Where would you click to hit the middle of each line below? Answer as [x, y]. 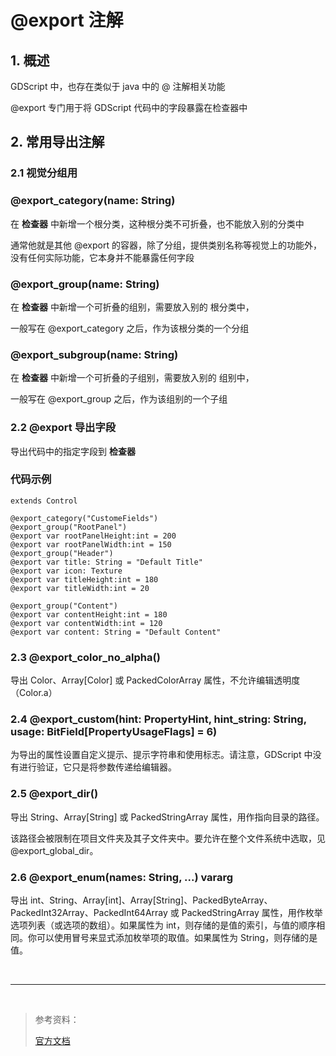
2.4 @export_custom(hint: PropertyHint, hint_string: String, [158, 719]
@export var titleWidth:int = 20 [80, 588]
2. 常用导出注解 [57, 142]
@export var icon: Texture [66, 571]
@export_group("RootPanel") [69, 527]
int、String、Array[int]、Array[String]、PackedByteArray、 [151, 900]
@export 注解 [67, 20]
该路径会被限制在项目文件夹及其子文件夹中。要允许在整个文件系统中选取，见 [168, 838]
